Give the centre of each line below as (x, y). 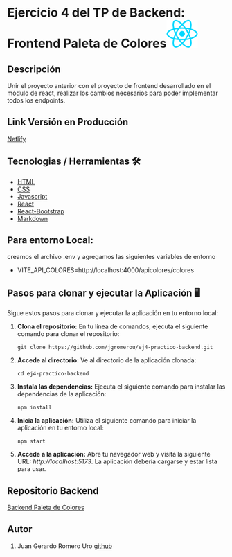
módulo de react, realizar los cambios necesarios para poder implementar (113, 93)
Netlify (17, 139)
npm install (34, 408)
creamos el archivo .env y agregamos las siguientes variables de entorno (111, 257)
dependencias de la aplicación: (62, 394)
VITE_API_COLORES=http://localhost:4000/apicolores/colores (106, 270)
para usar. (32, 469)
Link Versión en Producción (68, 122)
